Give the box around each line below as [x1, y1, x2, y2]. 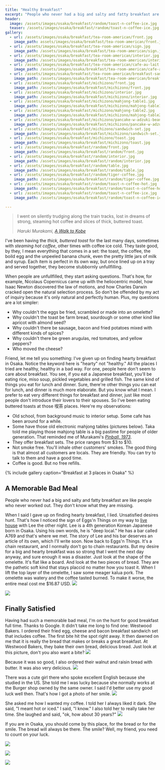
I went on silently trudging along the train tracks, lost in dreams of [17, 213, 150, 220]
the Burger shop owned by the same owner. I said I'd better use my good [5, 685, 153, 691]
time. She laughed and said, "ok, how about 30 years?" [5, 711, 116, 717]
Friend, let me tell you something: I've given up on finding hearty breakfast [5, 356, 156, 362]
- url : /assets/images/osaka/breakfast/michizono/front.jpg [9, 80, 135, 85]
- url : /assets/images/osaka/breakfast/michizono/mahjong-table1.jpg [9, 99, 155, 104]
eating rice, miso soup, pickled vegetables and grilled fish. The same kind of [5, 376, 160, 382]
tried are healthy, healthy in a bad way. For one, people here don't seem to [5, 366, 156, 372]
